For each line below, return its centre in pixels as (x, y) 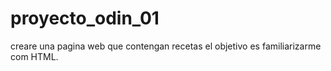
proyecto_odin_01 (85, 18)
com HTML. (34, 56)
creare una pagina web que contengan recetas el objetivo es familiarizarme (166, 46)
